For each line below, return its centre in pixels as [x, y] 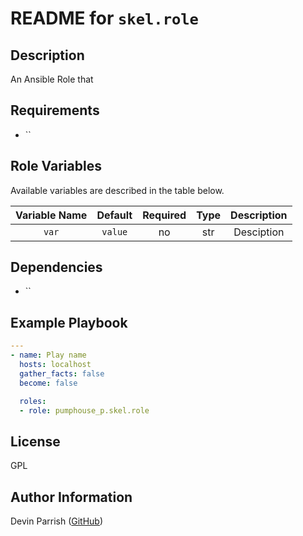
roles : [33, 401]
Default [114, 215]
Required [164, 215]
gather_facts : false [62, 373]
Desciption [259, 232]
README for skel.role [104, 18]
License [35, 441]
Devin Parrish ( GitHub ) [57, 521]
